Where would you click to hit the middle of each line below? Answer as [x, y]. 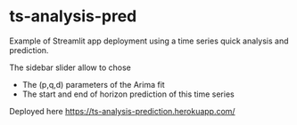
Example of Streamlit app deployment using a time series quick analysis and [149, 41]
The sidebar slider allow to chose [70, 67]
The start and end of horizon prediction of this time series [128, 94]
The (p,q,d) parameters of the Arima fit [93, 84]
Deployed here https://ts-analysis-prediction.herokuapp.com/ [122, 111]
